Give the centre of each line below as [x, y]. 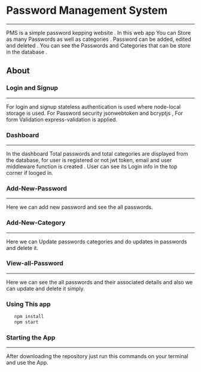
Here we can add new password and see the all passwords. [80, 207]
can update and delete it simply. [45, 288]
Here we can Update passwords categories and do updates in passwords [97, 242]
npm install [29, 317]
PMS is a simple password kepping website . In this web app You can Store [99, 32]
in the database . [27, 52]
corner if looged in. [30, 172]
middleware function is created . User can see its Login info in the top [92, 166]
